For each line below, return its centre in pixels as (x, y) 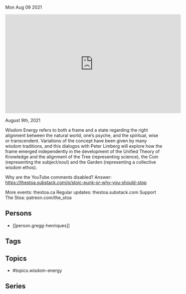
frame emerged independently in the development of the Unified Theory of (82, 151)
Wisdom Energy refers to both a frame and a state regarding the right (77, 130)
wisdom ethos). (21, 167)
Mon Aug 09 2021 (24, 7)
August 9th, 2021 (23, 120)
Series (16, 286)
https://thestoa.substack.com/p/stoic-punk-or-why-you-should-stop (76, 182)
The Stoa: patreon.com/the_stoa (38, 198)
